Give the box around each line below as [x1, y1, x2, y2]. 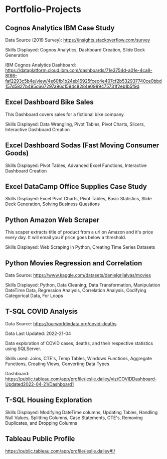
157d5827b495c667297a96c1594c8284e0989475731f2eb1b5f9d [5, 83, 139, 89]
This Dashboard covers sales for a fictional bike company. [5, 111, 125, 117]
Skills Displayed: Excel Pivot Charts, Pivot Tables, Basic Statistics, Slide [5, 196, 152, 202]
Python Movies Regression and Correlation [5, 259, 142, 267]
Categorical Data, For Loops [5, 293, 64, 299]
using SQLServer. [5, 346, 42, 352]
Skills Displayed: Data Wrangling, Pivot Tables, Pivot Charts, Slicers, [5, 121, 145, 127]
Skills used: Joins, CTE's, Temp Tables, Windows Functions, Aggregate [5, 355, 152, 361]
